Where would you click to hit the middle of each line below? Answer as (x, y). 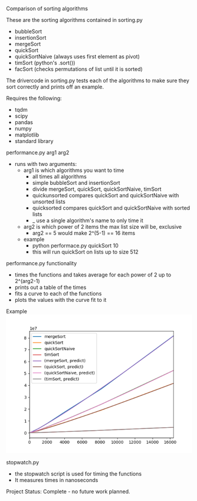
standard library (34, 141)
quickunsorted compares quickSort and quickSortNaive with (106, 195)
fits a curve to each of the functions (58, 294)
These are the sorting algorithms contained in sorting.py (74, 20)
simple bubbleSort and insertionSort (76, 183)
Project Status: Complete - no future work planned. (68, 491)
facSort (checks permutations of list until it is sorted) (78, 69)
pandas (24, 122)
